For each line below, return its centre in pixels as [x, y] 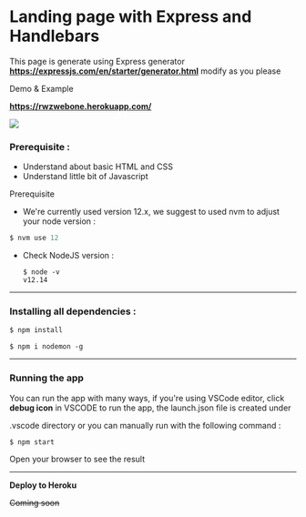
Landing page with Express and [131, 17]
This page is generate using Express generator [97, 61]
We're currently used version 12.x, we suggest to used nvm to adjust [151, 212]
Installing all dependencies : [73, 311]
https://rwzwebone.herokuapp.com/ [81, 106]
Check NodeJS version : [68, 256]
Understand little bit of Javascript [85, 177]
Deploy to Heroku [43, 485]
